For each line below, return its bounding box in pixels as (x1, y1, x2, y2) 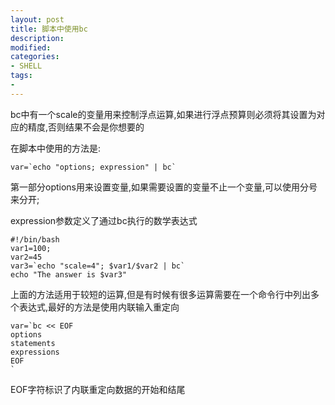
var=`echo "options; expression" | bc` (10, 162, 177, 172)
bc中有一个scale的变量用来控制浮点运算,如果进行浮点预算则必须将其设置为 (10, 108, 317, 120)
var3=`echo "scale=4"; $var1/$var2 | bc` (10, 261, 186, 271)
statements (10, 338, 56, 348)
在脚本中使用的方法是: (10, 142, 102, 154)
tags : (10, 71, 33, 81)
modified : (10, 42, 52, 53)
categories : (10, 52, 60, 62)
